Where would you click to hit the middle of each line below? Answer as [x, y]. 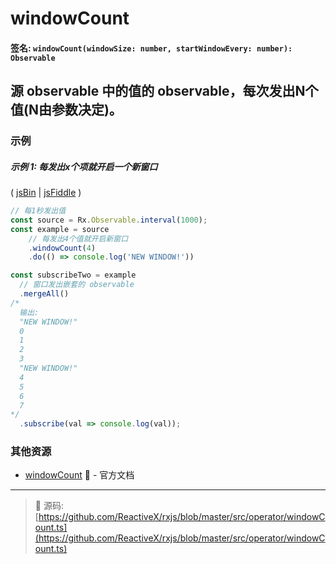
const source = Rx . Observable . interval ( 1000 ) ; [109, 220]
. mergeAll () [44, 294]
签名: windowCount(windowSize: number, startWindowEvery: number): [151, 48]
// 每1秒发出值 [38, 211]
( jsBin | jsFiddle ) [46, 193]
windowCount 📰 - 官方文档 [79, 475]
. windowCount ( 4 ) [62, 248]
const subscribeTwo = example [73, 275]
